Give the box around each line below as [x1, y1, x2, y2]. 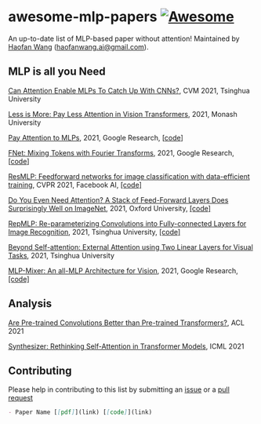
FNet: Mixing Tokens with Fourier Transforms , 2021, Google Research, [8, 148, 235, 157]
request [8, 393, 34, 403]
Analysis [8, 297, 53, 310]
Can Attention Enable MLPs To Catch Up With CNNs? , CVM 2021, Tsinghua [8, 86, 251, 95]
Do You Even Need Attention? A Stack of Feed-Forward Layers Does [8, 195, 229, 204]
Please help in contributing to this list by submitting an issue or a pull [8, 385, 230, 394]
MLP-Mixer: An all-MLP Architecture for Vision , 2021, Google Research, [8, 265, 239, 275]
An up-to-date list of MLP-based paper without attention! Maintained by [8, 34, 241, 43]
